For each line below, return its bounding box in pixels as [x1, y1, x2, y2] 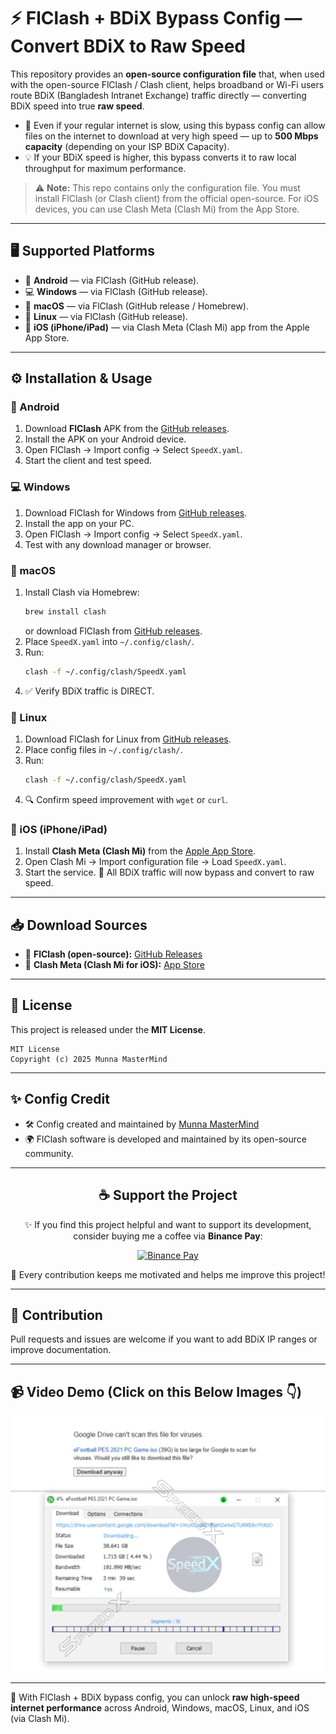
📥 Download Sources [10, 916, 148, 934]
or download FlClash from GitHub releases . [24, 625, 203, 637]
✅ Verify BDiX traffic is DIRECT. [24, 685, 155, 697]
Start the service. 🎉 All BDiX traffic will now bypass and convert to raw [24, 866, 315, 879]
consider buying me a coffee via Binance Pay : [73, 1230, 263, 1242]
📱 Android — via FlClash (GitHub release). [24, 274, 200, 286]
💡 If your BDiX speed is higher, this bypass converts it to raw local [24, 151, 297, 163]
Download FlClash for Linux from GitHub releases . [24, 733, 232, 745]
